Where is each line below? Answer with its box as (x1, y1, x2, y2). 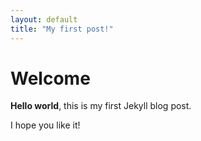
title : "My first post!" (10, 24, 114, 34)
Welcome (10, 67, 91, 90)
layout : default (10, 14, 78, 25)
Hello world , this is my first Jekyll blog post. (10, 100, 192, 112)
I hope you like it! (10, 119, 81, 131)
